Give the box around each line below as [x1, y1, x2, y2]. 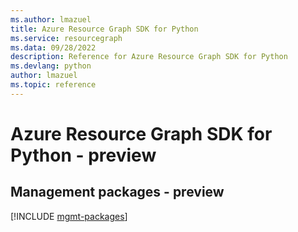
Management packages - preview [10, 184, 225, 201]
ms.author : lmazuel [10, 14, 92, 25]
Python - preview [10, 144, 157, 166]
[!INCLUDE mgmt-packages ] [10, 210, 128, 222]
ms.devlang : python [10, 61, 92, 71]
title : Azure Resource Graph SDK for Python [10, 24, 199, 34]
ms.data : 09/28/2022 [10, 42, 97, 53]
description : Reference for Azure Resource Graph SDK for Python [10, 52, 288, 62]
